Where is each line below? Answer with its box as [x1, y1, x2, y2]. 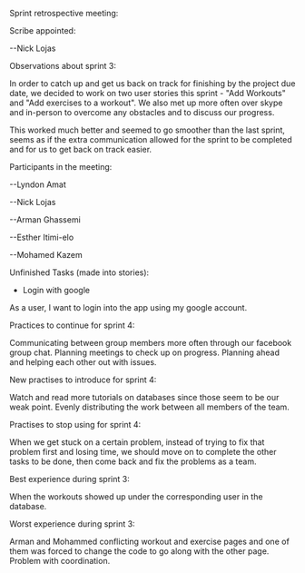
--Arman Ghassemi [9, 214, 82, 225]
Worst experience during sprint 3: [9, 519, 135, 529]
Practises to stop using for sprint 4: [9, 420, 142, 430]
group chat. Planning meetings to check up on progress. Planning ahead [9, 347, 280, 358]
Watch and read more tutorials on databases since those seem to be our [9, 392, 280, 402]
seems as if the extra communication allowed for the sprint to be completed [9, 134, 292, 144]
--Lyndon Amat [9, 179, 66, 190]
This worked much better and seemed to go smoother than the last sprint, [9, 124, 286, 135]
